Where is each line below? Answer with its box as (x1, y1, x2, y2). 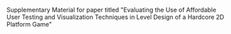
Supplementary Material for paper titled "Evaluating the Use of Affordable (6, 6, 216, 14)
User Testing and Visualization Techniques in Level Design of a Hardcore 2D (6, 13, 225, 21)
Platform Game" (6, 20, 53, 28)
